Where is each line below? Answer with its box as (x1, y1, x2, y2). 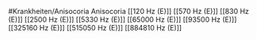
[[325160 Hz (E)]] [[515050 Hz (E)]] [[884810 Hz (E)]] (8, 23, 182, 32)
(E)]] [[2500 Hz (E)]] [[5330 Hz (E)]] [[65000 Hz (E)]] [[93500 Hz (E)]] (8, 15, 237, 24)
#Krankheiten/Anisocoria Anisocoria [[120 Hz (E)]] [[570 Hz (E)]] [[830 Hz (8, 7, 250, 16)
